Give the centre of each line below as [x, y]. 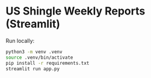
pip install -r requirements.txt [48, 63]
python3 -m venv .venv [34, 52]
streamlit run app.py [33, 69]
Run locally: [20, 41]
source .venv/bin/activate [39, 57]
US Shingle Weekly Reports [75, 11]
